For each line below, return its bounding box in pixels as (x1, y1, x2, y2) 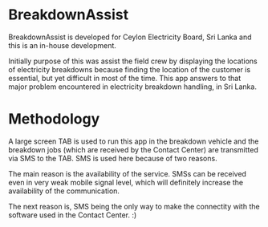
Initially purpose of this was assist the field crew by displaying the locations (8, 56, 258, 66)
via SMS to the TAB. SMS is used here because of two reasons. (8, 153, 218, 163)
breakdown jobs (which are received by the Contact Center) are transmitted (8, 144, 259, 154)
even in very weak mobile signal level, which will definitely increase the (8, 177, 243, 187)
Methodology (8, 110, 100, 128)
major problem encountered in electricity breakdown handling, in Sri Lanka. (8, 82, 257, 91)
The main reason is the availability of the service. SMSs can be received (8, 168, 247, 178)
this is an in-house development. (8, 40, 116, 50)
